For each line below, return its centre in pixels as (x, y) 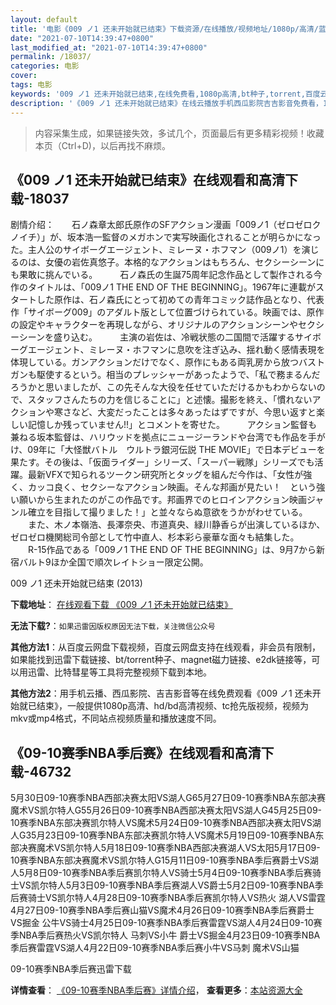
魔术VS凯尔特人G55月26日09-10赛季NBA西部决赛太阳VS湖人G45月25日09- (166, 810)
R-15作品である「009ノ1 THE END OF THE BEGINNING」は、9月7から (172, 550)
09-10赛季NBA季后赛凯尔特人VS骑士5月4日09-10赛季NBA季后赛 (179, 873)
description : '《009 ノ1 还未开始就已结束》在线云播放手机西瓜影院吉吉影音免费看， (166, 103)
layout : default (44, 19)
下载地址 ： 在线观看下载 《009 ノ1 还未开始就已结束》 (121, 605)
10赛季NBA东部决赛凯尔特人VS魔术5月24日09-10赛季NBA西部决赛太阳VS (161, 823)
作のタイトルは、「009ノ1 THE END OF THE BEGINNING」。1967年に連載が (163, 287)
